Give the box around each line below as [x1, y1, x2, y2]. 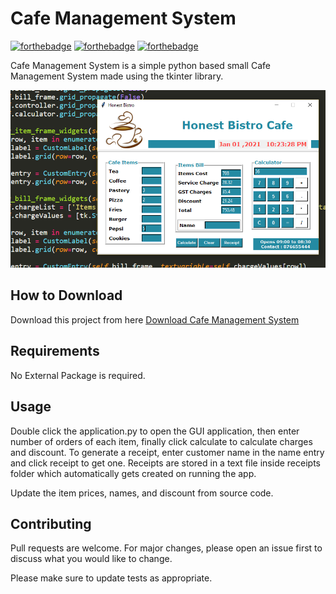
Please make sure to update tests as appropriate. [10, 572, 213, 584]
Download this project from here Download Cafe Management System [10, 313, 300, 326]
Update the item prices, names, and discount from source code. [10, 487, 274, 499]
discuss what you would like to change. [10, 553, 173, 565]
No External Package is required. [10, 369, 146, 381]
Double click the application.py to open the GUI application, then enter [10, 425, 300, 437]
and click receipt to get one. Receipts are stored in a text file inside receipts [10, 457, 321, 469]
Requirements [10, 343, 100, 360]
